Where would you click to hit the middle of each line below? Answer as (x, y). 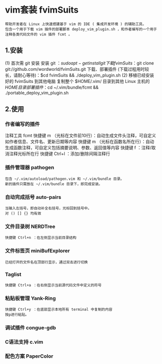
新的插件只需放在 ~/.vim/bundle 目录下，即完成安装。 (54, 184)
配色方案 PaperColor (29, 356)
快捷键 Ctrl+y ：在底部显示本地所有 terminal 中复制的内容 (59, 310)
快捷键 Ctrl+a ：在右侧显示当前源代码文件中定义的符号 (53, 285)
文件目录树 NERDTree (30, 226)
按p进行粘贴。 (17, 315)
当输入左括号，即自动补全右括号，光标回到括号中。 (48, 208)
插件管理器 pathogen (30, 168)
